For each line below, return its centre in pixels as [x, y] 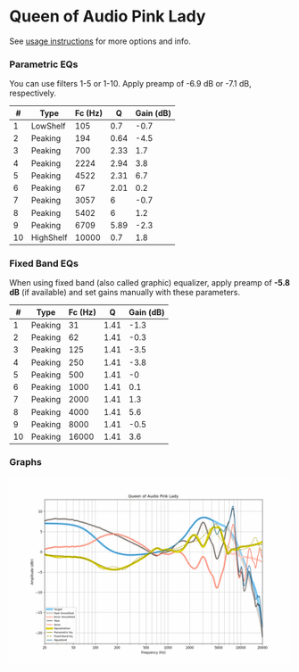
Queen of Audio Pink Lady [108, 17]
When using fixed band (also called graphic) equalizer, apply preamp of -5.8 [149, 283]
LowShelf [48, 126]
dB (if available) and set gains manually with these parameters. [125, 293]
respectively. [33, 93]
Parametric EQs [44, 64]
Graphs [25, 462]
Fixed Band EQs [44, 263]
